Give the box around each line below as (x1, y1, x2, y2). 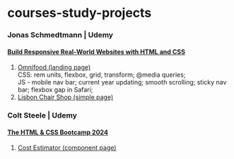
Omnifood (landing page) (17, 63, 91, 72)
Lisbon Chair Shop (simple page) (17, 93, 114, 101)
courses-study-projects (7, 5, 152, 21)
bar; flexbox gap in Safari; (17, 86, 93, 94)
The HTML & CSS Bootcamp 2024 (7, 128, 108, 136)
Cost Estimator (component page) (17, 144, 117, 152)
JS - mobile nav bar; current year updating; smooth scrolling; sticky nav (17, 78, 227, 87)
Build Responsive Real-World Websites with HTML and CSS (7, 47, 186, 56)
